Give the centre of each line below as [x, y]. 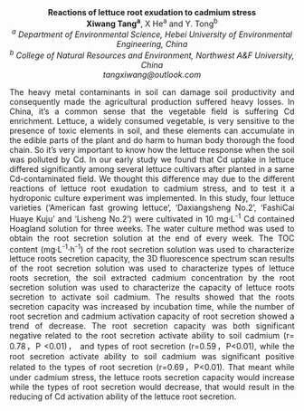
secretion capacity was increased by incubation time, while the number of [152, 307]
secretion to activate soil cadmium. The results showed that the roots [152, 297]
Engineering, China [152, 44]
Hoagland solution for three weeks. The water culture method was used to [152, 228]
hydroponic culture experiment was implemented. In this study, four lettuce [152, 197]
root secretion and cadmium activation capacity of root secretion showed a [152, 316]
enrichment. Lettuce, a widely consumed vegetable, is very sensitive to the [152, 120]
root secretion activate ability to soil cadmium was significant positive [152, 357]
